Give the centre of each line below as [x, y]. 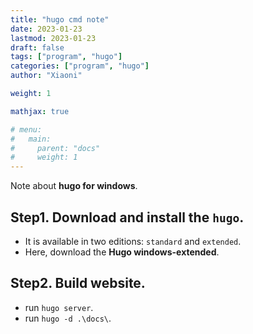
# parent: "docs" [55, 148]
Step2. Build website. [78, 283]
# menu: [26, 129]
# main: [31, 139]
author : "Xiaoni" [46, 76]
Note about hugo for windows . [74, 186]
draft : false [37, 47]
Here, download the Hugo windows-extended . [122, 252]
